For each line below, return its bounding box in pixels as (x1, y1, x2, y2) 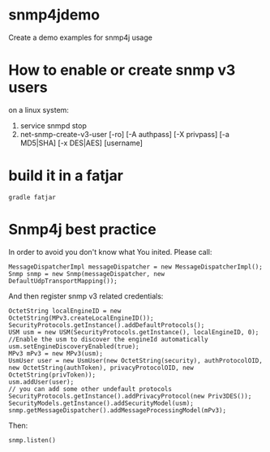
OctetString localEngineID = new (8, 307, 122, 315)
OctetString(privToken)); (8, 371, 96, 379)
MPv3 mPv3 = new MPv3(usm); (8, 349, 104, 358)
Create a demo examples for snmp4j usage (8, 32, 152, 42)
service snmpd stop (19, 120, 88, 131)
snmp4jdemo (8, 6, 100, 24)
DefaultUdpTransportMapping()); (8, 277, 118, 285)
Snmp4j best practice (8, 221, 156, 239)
